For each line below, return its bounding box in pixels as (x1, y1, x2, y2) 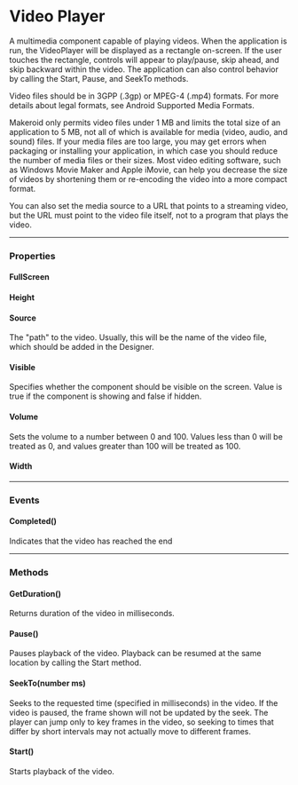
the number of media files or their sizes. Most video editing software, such (9, 155, 281, 165)
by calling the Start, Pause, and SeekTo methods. (9, 73, 189, 83)
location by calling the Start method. (9, 657, 142, 668)
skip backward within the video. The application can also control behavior (9, 64, 279, 75)
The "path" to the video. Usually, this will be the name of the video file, (9, 332, 268, 343)
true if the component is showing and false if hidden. (9, 391, 202, 401)
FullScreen (9, 272, 51, 282)
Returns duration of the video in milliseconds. (9, 608, 175, 619)
